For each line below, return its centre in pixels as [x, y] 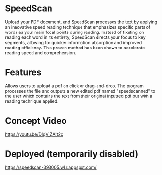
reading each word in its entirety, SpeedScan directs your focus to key [75, 37]
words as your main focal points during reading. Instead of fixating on [74, 32]
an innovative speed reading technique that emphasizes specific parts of [78, 27]
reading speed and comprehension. [41, 53]
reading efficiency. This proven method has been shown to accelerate [75, 48]
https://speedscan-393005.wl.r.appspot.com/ [51, 167]
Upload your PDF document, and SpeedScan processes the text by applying [81, 22]
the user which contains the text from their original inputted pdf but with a [79, 96]
